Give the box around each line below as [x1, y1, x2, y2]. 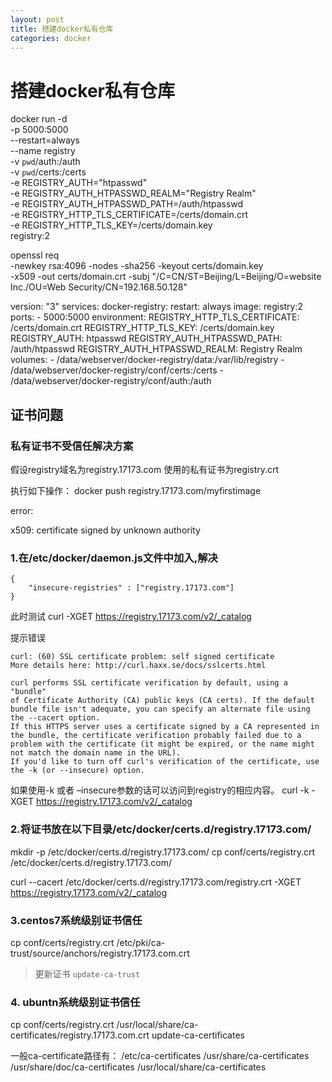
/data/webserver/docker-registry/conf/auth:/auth [10, 375, 212, 387]
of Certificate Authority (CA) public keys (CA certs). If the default [10, 696, 315, 706]
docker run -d [10, 113, 68, 125]
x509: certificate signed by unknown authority [10, 524, 201, 536]
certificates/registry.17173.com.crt [10, 1029, 150, 1041]
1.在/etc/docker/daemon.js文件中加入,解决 [10, 551, 218, 565]
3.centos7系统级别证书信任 [10, 913, 143, 927]
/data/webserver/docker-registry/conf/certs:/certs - [10, 364, 224, 376]
